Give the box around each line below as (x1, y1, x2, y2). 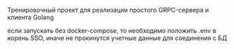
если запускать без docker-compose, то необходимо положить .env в (7, 27, 216, 35)
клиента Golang (7, 13, 54, 21)
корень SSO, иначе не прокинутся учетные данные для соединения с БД (7, 34, 228, 42)
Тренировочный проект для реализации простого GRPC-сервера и (7, 6, 209, 14)
